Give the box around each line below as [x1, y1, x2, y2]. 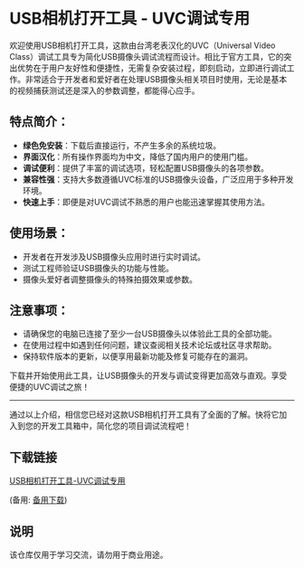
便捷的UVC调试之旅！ [9, 382, 90, 393]
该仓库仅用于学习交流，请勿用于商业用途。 [9, 549, 168, 560]
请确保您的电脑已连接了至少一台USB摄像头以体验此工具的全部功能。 [22, 328, 278, 339]
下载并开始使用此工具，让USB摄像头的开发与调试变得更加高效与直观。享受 [9, 370, 288, 381]
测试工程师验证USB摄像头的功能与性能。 [22, 262, 175, 273]
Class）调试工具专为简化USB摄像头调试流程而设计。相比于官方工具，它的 [9, 51, 284, 62]
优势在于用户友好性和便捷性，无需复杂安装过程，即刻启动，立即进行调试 [16, 62, 287, 73]
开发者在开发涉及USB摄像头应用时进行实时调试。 [22, 251, 206, 262]
